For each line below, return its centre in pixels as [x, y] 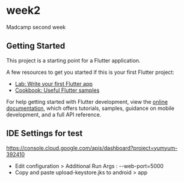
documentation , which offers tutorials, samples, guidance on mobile [90, 108]
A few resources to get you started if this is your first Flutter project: [90, 72]
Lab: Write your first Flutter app [54, 83]
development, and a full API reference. [54, 114]
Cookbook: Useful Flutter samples [57, 90]
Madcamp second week [36, 27]
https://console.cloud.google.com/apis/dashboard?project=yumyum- [92, 148]
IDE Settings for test [44, 134]
